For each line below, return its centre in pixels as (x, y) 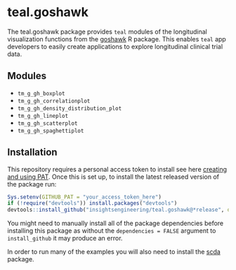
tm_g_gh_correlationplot (54, 101)
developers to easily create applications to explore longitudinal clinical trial (115, 46)
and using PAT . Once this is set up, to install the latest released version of (113, 177)
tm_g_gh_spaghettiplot (51, 130)
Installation (32, 153)
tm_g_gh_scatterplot (47, 123)
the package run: (32, 184)
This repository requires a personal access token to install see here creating (117, 169)
